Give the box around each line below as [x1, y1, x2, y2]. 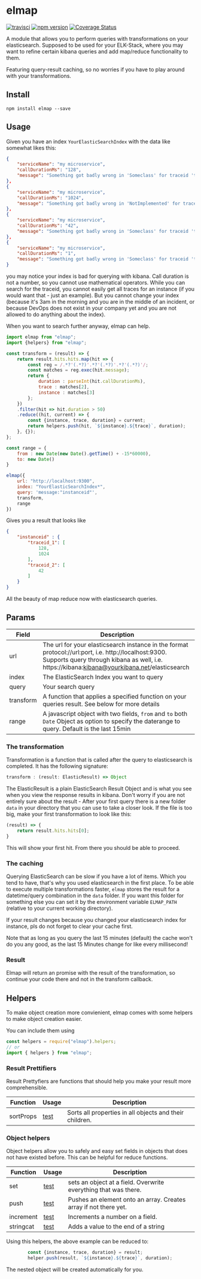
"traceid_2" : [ [28, 562, 66, 568]
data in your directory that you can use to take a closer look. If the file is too [6, 804, 193, 811]
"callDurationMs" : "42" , [17, 223, 79, 229]
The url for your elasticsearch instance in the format [42, 640, 188, 649]
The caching [6, 859, 44, 867]
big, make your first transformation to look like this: [6, 811, 132, 818]
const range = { [6, 445, 47, 451]
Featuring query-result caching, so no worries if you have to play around [6, 65, 185, 73]
